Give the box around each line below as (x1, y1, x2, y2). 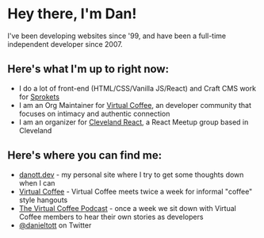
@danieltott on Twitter (18, 220, 92, 230)
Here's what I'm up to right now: (7, 63, 170, 76)
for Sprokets (18, 92, 60, 102)
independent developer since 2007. (7, 39, 124, 48)
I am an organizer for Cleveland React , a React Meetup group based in (18, 117, 249, 127)
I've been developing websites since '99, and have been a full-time (7, 31, 227, 40)
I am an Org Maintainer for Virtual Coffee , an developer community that (18, 100, 251, 109)
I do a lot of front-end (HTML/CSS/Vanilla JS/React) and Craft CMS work (18, 83, 257, 93)
